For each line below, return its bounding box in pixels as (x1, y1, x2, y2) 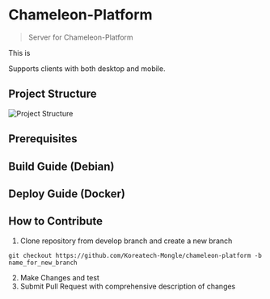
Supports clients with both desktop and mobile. (8, 63, 166, 74)
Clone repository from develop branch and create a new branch (19, 236, 233, 246)
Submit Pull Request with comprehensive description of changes (19, 281, 236, 291)
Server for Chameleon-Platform (27, 32, 133, 42)
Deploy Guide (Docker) (8, 187, 125, 200)
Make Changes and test (19, 272, 99, 282)
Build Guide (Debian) (8, 159, 115, 173)
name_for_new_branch (8, 259, 78, 267)
